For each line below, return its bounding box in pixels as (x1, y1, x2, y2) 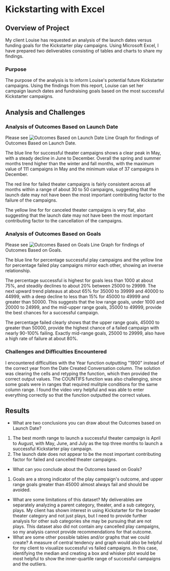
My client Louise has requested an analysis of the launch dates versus (5, 37, 152, 43)
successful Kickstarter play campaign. (12, 446, 93, 452)
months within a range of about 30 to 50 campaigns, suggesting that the (5, 186, 156, 193)
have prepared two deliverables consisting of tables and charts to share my (5, 48, 163, 54)
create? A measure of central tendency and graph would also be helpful (12, 540, 162, 546)
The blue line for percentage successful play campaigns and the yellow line (5, 257, 163, 263)
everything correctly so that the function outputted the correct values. (5, 392, 151, 398)
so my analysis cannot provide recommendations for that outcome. (12, 529, 153, 535)
